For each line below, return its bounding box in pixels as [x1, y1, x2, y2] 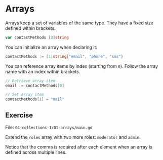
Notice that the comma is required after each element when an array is [5, 144, 153, 150]
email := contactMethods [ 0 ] [5, 83, 65, 88]
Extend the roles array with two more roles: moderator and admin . [5, 134, 141, 140]
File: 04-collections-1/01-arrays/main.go [5, 125, 93, 130]
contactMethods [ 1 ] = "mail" [5, 97, 65, 102]
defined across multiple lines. [5, 149, 67, 155]
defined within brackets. [5, 25, 56, 31]
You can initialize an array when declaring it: [5, 44, 98, 50]
